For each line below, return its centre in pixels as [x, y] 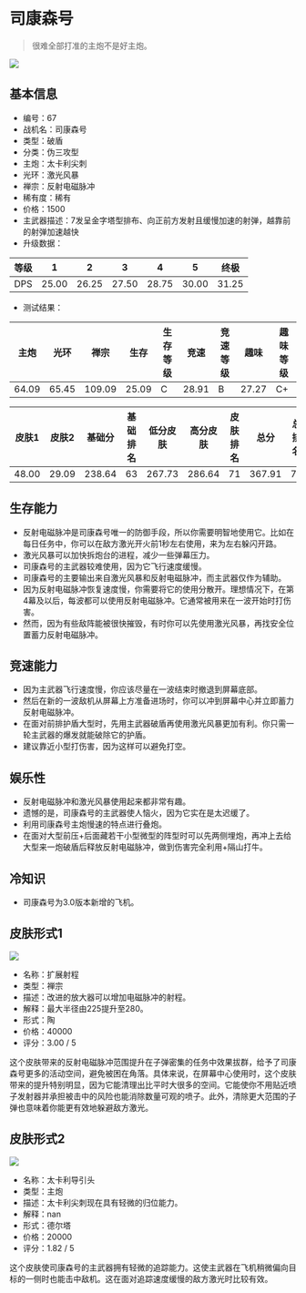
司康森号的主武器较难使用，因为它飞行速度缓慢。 [114, 566]
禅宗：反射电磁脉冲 [59, 186]
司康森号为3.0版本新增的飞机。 [81, 902]
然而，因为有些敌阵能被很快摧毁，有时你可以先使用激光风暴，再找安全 [154, 623]
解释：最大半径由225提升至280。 [85, 1008]
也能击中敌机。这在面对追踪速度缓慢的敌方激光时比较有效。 [161, 1278]
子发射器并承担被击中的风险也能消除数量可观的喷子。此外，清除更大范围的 [149, 1096]
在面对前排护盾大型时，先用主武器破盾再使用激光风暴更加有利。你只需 [154, 724]
